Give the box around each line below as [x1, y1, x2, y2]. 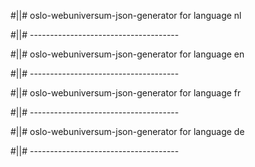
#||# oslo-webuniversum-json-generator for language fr [10, 87, 242, 99]
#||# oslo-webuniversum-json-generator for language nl [10, 10, 242, 21]
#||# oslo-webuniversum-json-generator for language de [10, 126, 245, 137]
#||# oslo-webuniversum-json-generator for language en [10, 48, 245, 60]
